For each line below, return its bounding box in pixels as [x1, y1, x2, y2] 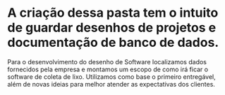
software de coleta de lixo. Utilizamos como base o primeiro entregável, [7, 72, 217, 81]
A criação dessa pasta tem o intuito [7, 5, 219, 21]
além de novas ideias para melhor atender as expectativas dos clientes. [7, 80, 215, 88]
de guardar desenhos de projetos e [7, 20, 217, 36]
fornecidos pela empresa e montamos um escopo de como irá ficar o [7, 65, 209, 73]
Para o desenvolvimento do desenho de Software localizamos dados [7, 57, 207, 66]
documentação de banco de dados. [7, 35, 219, 50]
